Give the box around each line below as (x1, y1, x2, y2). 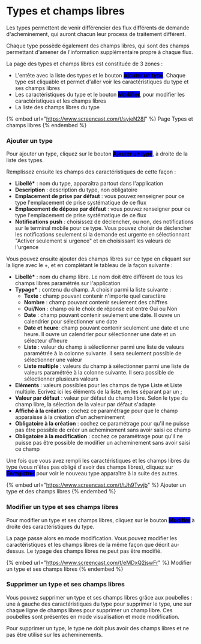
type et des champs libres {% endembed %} (6, 488, 116, 495)
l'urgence (14, 244, 39, 251)
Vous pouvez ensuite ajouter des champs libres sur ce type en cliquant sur (6, 255, 191, 262)
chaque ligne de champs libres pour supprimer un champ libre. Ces (6, 606, 173, 613)
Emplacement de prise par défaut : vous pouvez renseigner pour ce (14, 193, 185, 200)
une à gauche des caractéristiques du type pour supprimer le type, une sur (6, 600, 192, 607)
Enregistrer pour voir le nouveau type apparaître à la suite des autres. (6, 470, 179, 477)
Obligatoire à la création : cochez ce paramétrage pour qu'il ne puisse (14, 420, 190, 427)
